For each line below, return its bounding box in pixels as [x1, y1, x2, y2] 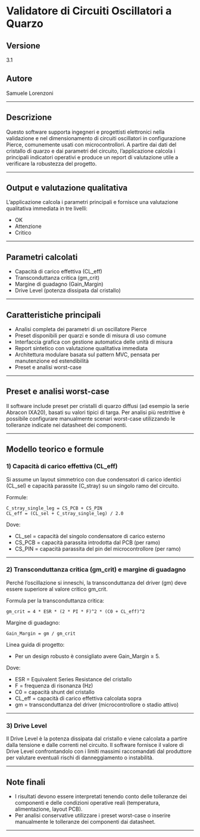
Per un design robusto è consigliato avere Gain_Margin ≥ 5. [14, 652, 161, 660]
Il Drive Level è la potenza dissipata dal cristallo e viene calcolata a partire [6, 735, 187, 742]
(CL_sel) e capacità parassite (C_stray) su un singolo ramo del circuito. [6, 482, 180, 489]
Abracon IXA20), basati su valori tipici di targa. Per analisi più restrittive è [6, 409, 186, 416]
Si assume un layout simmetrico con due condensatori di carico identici [6, 475, 182, 483]
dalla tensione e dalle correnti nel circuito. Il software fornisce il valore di [6, 742, 184, 749]
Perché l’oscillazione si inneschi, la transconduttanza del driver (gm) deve [6, 579, 187, 586]
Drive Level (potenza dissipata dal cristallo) [14, 287, 121, 294]
